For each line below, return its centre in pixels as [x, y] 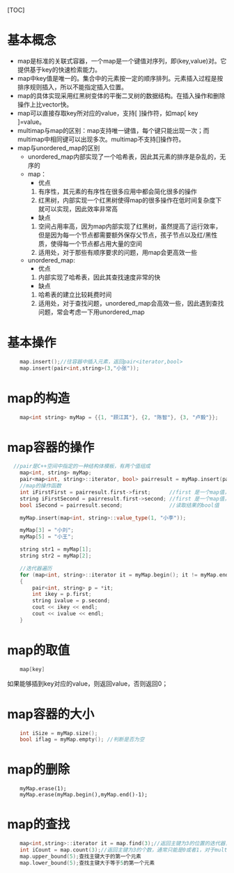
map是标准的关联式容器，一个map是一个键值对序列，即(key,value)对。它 [122, 61]
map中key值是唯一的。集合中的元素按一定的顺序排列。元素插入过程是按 [120, 78]
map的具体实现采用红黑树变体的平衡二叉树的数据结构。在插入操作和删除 [121, 95]
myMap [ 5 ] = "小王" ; [47, 537]
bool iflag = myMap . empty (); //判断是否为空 [82, 740]
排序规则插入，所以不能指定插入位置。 [72, 87]
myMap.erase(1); [44, 789]
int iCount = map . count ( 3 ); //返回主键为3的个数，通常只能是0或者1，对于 [117, 850]
